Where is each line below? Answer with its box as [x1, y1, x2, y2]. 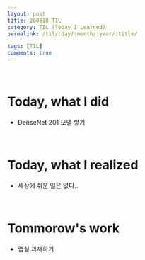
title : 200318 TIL [7, 17, 62, 24]
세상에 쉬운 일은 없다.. [17, 181, 79, 190]
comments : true [7, 50, 52, 57]
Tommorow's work [7, 220, 120, 237]
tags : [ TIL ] [7, 43, 42, 50]
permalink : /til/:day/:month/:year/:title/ [7, 30, 138, 38]
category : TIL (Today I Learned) [7, 23, 106, 30]
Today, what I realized [7, 157, 139, 174]
